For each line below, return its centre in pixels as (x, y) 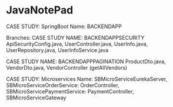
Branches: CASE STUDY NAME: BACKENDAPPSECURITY (75, 37)
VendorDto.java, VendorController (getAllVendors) (67, 67)
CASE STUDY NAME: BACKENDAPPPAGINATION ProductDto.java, (86, 61)
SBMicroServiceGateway (36, 98)
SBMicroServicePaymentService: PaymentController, (70, 91)
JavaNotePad (40, 10)
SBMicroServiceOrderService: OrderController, (63, 85)
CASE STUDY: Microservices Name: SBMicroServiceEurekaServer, (87, 79)
